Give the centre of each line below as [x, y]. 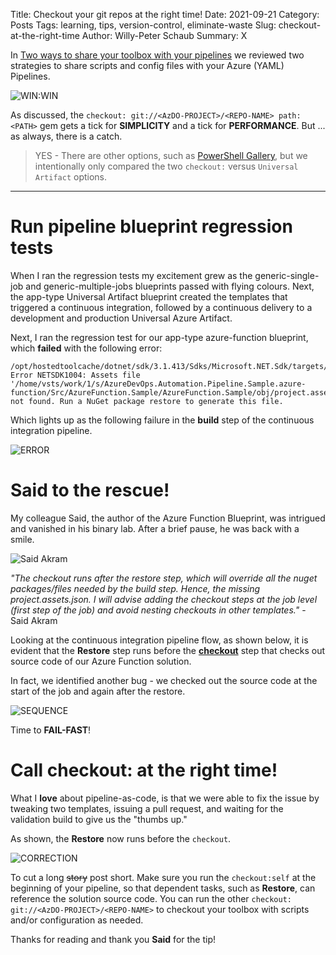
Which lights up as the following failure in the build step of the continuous [162, 420]
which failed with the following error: [86, 348]
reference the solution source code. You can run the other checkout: [151, 898]
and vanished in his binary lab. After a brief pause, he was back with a [155, 528]
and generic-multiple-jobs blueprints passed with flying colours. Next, [170, 286]
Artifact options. [71, 177]
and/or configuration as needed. [77, 920]
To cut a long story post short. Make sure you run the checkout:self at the [163, 877]
